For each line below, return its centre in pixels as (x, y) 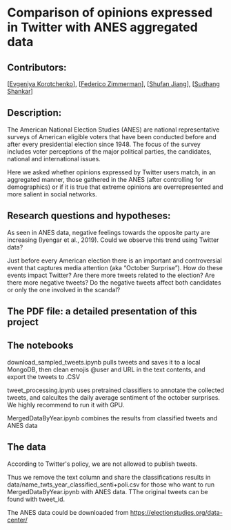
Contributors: (37, 67)
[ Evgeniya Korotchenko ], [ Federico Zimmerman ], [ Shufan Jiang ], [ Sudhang (114, 84)
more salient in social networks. (52, 194)
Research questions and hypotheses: (89, 216)
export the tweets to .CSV (44, 376)
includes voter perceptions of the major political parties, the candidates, (109, 151)
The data (27, 447)
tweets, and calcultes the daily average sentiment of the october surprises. (114, 397)
